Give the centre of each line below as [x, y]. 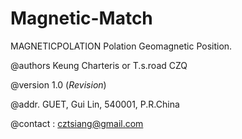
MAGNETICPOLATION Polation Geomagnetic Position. [121, 46]
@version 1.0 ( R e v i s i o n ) [58, 84]
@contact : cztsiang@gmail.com [77, 123]
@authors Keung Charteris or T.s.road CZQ [99, 65]
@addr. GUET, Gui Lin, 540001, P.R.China [95, 104]
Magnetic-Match [81, 18]
